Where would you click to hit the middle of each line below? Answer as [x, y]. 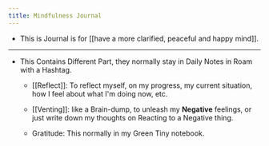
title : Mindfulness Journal [55, 16]
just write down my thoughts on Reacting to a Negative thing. [132, 117]
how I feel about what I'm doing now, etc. [100, 93]
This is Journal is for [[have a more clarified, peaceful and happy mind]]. [139, 38]
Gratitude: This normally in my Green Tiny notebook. [118, 133]
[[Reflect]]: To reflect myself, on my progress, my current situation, [142, 85]
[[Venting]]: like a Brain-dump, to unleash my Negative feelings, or [142, 109]
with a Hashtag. [46, 69]
